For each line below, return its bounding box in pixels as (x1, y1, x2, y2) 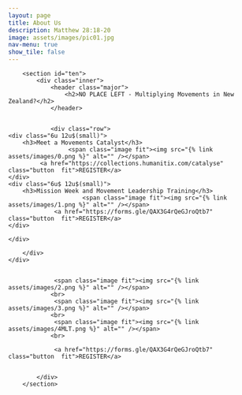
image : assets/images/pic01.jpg (8, 33, 114, 42)
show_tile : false (8, 48, 65, 56)
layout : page (8, 11, 51, 20)
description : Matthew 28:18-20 (8, 26, 111, 34)
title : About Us (8, 19, 61, 27)
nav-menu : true (8, 41, 58, 49)
